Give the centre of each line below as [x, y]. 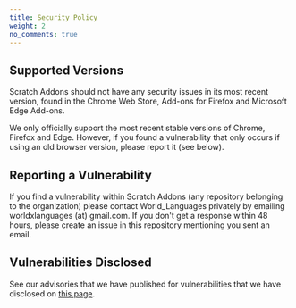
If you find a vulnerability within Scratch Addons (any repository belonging [146, 196]
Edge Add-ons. [37, 111]
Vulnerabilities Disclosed [80, 263]
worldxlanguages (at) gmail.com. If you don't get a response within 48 [139, 216]
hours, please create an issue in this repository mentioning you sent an [140, 225]
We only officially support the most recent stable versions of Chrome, [137, 128]
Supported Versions [66, 70]
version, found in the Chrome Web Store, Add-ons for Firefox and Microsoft [148, 101]
